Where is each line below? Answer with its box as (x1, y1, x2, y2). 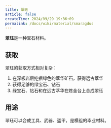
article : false (5, 12, 37, 17)
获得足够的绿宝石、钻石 (12, 82, 60, 88)
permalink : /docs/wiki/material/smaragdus (5, 21, 94, 26)
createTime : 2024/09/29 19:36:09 (5, 16, 74, 21)
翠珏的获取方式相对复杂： (5, 65, 57, 71)
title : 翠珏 (5, 7, 28, 12)
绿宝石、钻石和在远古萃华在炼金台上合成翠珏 (12, 88, 104, 94)
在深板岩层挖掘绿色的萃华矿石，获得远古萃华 (12, 75, 104, 81)
